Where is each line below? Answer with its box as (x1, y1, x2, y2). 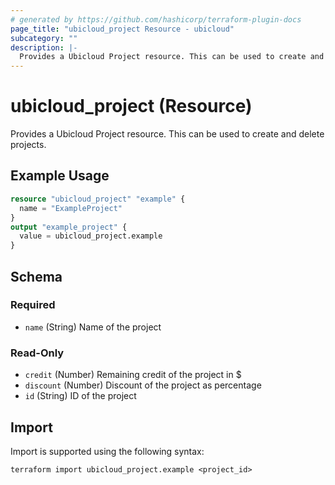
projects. (10, 139, 47, 151)
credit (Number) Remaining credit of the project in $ (24, 369, 242, 381)
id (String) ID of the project (24, 390, 137, 402)
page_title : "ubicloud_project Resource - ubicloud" (10, 24, 235, 34)
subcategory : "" (10, 33, 78, 43)
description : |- (10, 42, 78, 53)
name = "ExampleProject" (19, 203, 123, 213)
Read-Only (10, 346, 65, 360)
